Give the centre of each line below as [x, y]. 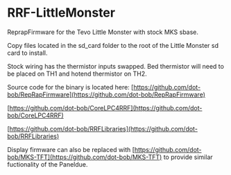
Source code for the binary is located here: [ [70, 87]
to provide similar [188, 157]
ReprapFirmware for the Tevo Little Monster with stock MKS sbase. [103, 32]
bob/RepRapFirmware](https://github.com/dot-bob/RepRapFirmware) [106, 94]
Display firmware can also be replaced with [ [71, 149]
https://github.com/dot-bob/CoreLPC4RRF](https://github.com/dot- [106, 108]
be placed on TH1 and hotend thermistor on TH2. [77, 74]
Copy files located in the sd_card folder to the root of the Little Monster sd [113, 45]
